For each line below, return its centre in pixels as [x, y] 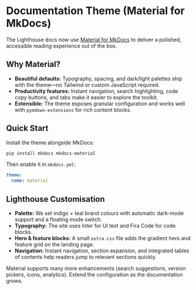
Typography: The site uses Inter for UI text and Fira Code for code [95, 226]
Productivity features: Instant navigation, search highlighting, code [96, 91]
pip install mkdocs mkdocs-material [51, 153]
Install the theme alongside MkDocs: [50, 142]
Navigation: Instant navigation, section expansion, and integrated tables [102, 251]
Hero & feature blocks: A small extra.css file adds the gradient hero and [102, 238]
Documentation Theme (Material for [95, 11]
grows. [14, 281]
